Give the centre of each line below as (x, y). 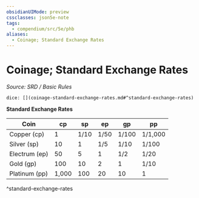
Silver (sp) (24, 144)
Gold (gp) (23, 163)
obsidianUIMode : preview (38, 12)
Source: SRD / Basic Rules (39, 87)
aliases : (17, 35)
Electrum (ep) (29, 154)
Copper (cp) (27, 134)
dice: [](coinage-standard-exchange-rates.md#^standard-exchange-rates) (100, 97)
